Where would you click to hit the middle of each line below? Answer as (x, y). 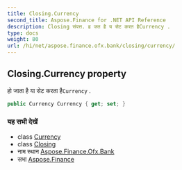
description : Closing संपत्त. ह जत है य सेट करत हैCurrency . (89, 26)
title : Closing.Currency (43, 14)
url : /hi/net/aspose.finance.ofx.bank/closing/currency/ (91, 46)
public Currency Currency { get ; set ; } (67, 104)
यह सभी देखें (23, 121)
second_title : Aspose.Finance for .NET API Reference (87, 20)
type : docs (23, 33)
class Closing (36, 144)
